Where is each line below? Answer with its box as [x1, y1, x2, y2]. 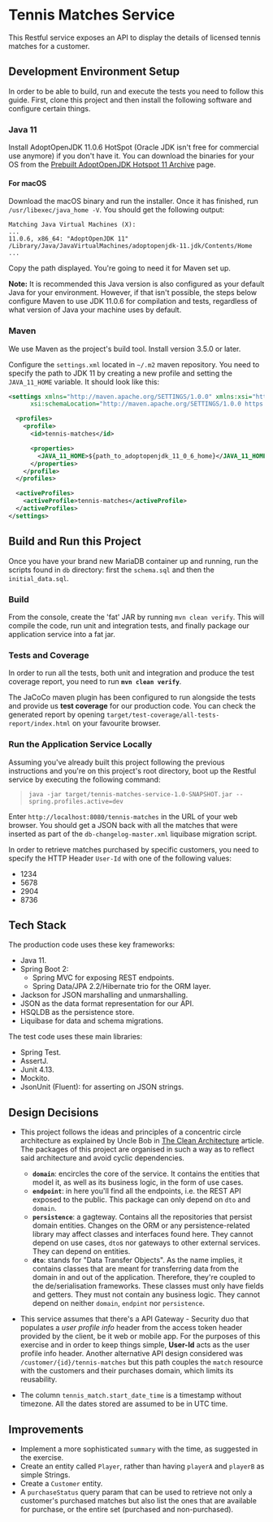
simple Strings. [19, 1469, 71, 1480]
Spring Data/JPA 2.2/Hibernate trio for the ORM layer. [32, 982, 211, 991]
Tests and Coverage [8, 649, 89, 661]
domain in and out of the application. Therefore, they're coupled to [32, 1273, 256, 1282]
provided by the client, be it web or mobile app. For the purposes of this [19, 1331, 261, 1342]
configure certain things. [8, 103, 91, 113]
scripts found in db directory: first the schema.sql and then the [8, 565, 215, 575]
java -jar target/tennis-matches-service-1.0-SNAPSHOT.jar [28, 790, 233, 798]
